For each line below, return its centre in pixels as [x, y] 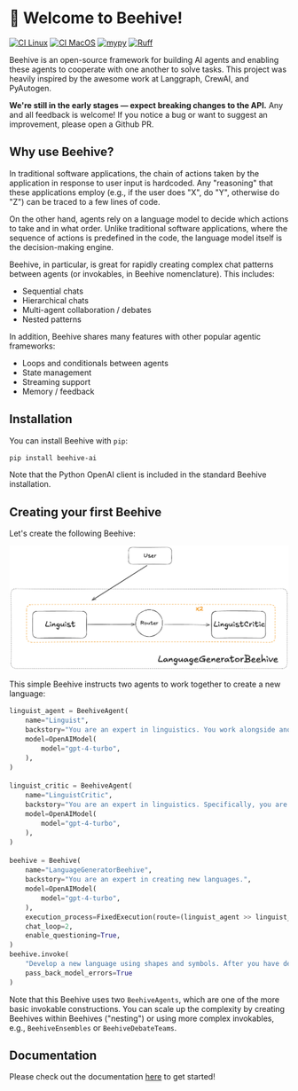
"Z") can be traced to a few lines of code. [85, 201]
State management [57, 373]
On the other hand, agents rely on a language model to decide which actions [149, 219]
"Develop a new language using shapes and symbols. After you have [152, 964]
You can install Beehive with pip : [69, 440]
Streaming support [56, 381]
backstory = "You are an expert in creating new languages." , [138, 880]
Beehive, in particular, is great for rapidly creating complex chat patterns [141, 264]
